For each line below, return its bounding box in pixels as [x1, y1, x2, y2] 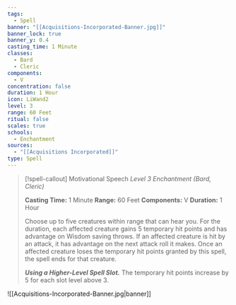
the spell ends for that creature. [24, 254, 117, 263]
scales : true [7, 122, 46, 130]
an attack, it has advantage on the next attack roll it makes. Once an [24, 239, 223, 248]
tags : [7, 10, 23, 18]
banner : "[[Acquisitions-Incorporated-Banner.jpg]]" [7, 23, 166, 30]
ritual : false [7, 115, 49, 122]
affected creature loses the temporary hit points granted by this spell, [24, 247, 227, 255]
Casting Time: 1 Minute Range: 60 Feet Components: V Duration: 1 [24, 195, 223, 204]
